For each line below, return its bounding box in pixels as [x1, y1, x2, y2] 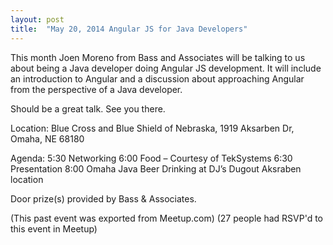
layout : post [10, 14, 65, 25]
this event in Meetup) [10, 222, 98, 235]
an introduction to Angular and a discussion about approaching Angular [10, 72, 305, 85]
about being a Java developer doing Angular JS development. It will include [10, 62, 322, 74]
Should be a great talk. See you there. [10, 102, 166, 115]
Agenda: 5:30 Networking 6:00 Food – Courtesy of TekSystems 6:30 [10, 152, 293, 164]
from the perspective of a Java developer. [10, 83, 183, 95]
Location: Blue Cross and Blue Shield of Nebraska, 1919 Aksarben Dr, [10, 122, 295, 134]
